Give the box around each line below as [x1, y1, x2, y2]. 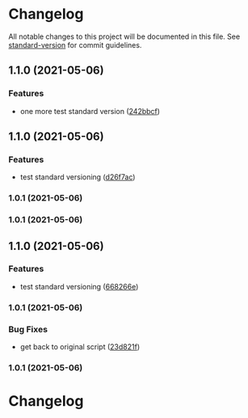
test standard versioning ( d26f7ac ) [19, 172, 136, 182]
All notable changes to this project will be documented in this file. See [8, 32, 241, 41]
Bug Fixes [8, 323, 48, 335]
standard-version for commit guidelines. [8, 40, 142, 49]
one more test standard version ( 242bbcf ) [19, 106, 160, 116]
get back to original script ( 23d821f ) [19, 342, 140, 352]
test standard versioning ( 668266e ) [19, 281, 139, 291]
